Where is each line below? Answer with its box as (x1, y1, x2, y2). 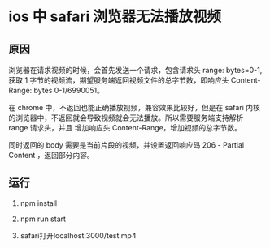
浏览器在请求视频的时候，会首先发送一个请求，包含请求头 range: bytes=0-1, (8, 66, 263, 75)
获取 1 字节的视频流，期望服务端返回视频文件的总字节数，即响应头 (8, 75, 229, 85)
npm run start (20, 214, 67, 224)
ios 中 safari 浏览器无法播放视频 (8, 7, 222, 26)
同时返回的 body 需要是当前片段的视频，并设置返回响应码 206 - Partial (8, 140, 245, 150)
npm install (20, 198, 58, 207)
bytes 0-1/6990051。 (33, 86, 104, 95)
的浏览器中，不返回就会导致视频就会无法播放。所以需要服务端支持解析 (8, 113, 244, 122)
